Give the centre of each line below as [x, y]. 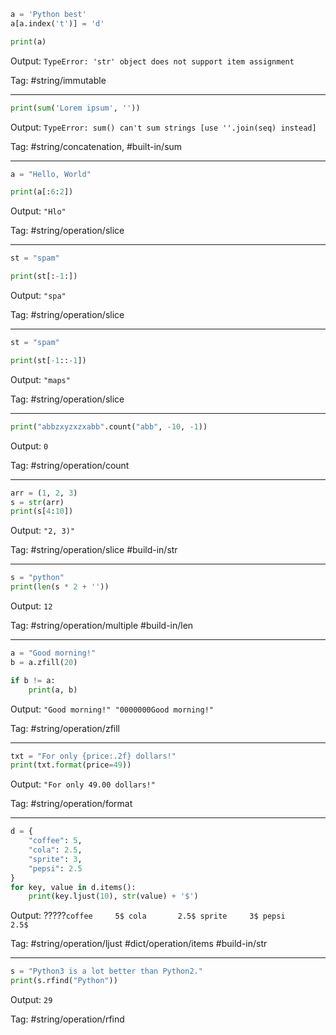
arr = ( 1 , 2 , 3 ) [44, 493]
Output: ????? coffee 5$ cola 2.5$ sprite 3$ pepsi [148, 916]
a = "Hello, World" [51, 174]
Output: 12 [31, 606]
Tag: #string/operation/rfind [67, 1019]
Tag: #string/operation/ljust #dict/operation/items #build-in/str [139, 944]
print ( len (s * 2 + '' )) [60, 587]
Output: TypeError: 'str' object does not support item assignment [152, 61]
